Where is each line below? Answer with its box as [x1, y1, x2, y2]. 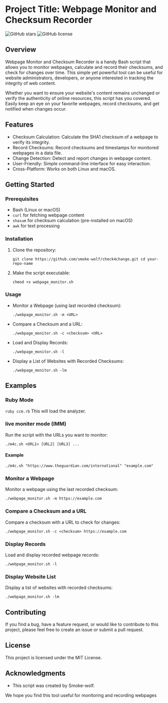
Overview [5, 45, 37, 54]
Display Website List [5, 573, 56, 580]
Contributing [5, 608, 46, 617]
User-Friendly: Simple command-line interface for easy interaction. [12, 160, 151, 166]
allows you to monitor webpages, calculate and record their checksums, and [5, 64, 163, 70]
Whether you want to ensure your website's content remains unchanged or [5, 89, 160, 96]
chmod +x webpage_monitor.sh [12, 279, 74, 284]
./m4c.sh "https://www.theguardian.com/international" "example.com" [5, 463, 154, 468]
